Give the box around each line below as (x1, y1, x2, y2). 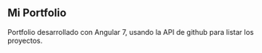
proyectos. (7, 36, 43, 45)
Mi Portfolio (7, 6, 67, 20)
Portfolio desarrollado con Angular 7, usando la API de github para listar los (7, 27, 254, 36)
